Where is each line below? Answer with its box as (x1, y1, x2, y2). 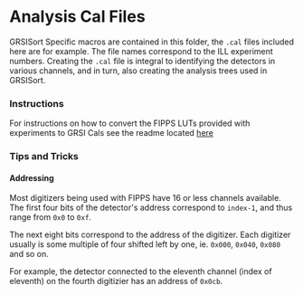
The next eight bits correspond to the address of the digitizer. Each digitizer (9, 229, 291, 241)
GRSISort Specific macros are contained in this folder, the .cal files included (9, 36, 295, 47)
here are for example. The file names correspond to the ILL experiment (9, 45, 273, 56)
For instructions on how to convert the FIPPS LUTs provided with (9, 118, 251, 128)
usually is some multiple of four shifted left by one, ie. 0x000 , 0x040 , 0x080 (9, 239, 281, 250)
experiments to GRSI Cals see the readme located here (9, 128, 214, 138)
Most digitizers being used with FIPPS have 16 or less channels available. (9, 193, 282, 204)
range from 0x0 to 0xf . (9, 212, 92, 223)
